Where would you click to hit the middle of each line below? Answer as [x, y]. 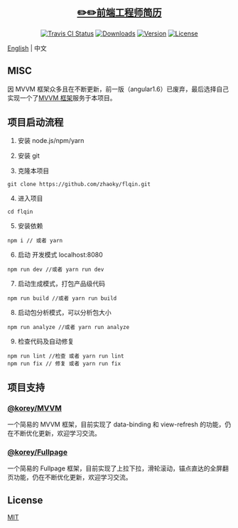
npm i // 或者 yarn [35, 241]
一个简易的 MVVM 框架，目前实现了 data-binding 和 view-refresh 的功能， [116, 424]
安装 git [29, 156]
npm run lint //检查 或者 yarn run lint [66, 356]
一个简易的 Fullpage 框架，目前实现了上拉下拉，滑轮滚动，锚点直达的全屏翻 [118, 468]
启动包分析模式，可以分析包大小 [64, 313]
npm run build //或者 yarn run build [62, 298]
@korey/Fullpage [37, 452]
